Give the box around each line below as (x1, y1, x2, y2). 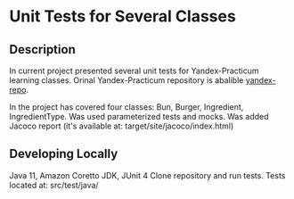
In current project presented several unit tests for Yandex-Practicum (9, 65, 260, 76)
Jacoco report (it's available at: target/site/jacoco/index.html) (9, 120, 234, 131)
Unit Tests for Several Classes (9, 6, 236, 27)
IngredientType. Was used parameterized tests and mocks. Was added (9, 112, 269, 121)
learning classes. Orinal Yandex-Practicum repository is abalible (9, 75, 244, 86)
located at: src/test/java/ (9, 179, 100, 190)
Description (9, 42, 76, 57)
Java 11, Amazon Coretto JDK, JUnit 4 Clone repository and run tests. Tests (9, 170, 286, 180)
